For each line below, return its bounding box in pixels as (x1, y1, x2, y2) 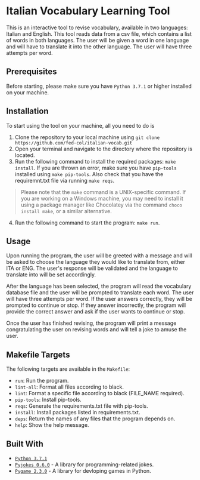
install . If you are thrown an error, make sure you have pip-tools (14, 164, 177, 171)
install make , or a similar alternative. (20, 207, 112, 214)
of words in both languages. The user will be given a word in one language (6, 36, 189, 44)
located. (14, 151, 35, 159)
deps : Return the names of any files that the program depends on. (14, 415, 176, 422)
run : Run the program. (14, 377, 69, 384)
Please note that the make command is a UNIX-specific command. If (20, 188, 186, 195)
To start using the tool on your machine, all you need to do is (6, 122, 155, 129)
